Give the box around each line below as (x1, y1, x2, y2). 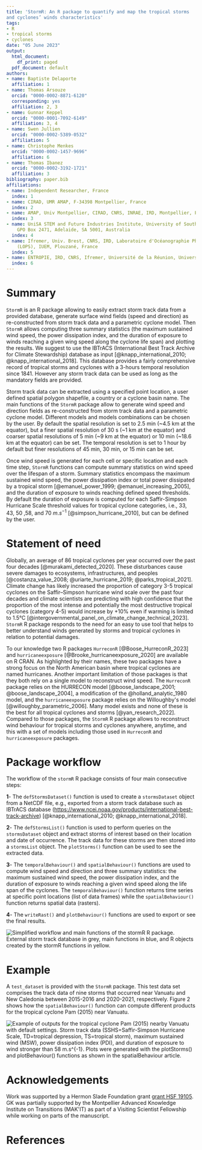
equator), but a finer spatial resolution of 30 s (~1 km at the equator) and (6, 426, 185, 433)
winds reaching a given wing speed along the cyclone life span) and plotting (6, 338, 195, 345)
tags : (6, 20, 20, 26)
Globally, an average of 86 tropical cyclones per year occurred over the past (6, 557, 195, 564)
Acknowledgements (6, 1073, 109, 1087)
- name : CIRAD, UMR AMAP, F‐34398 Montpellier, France (6, 199, 147, 205)
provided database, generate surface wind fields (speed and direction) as (6, 312, 189, 319)
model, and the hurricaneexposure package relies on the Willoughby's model (6, 696, 196, 703)
